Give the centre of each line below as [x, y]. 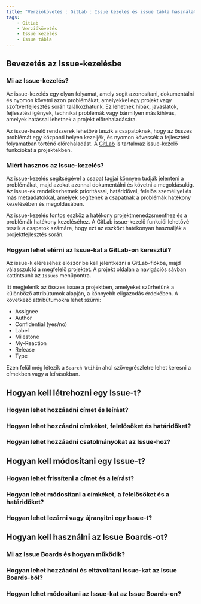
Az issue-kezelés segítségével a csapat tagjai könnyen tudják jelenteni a [95, 178]
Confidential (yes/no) [41, 324]
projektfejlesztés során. [35, 234]
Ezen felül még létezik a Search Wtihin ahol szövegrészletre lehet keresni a [99, 368]
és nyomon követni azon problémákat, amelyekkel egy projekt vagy [89, 100]
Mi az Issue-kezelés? [37, 81]
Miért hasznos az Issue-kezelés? [55, 165]
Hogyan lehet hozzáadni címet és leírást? [67, 410]
